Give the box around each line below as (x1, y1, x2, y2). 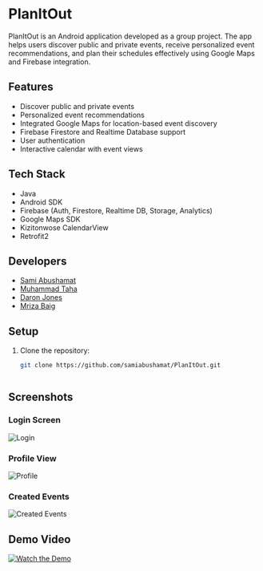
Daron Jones (19, 293, 62, 302)
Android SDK (19, 197, 63, 207)
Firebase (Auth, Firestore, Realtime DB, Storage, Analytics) (19, 205, 213, 215)
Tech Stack (8, 168, 66, 181)
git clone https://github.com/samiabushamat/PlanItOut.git (19, 362, 221, 370)
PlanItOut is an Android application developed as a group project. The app (8, 31, 253, 41)
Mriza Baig (19, 302, 56, 311)
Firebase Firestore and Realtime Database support (19, 127, 186, 136)
